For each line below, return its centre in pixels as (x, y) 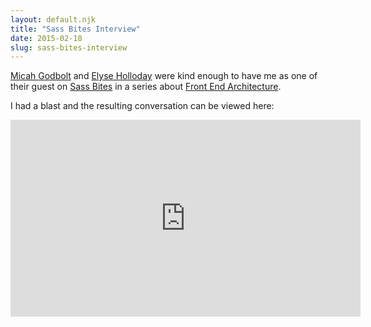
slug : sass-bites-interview (69, 47)
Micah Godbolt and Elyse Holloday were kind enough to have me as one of (164, 76)
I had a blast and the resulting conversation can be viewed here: (142, 106)
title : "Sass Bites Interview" (75, 29)
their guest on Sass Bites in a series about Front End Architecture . (146, 87)
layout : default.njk (53, 19)
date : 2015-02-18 (46, 38)
